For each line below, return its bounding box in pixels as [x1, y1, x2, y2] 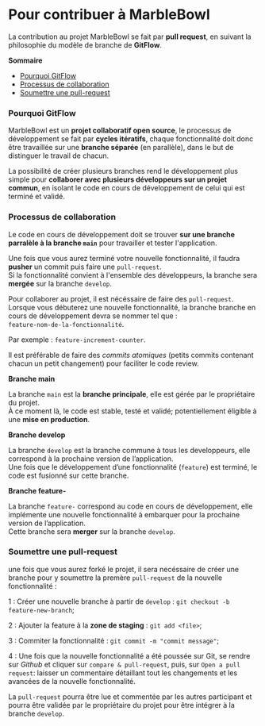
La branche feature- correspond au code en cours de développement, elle [8, 501, 253, 511]
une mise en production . [8, 414, 90, 424]
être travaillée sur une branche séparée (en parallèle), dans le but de [8, 143, 234, 152]
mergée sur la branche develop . [8, 278, 113, 288]
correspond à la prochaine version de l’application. [8, 454, 174, 463]
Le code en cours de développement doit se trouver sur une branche [8, 229, 236, 239]
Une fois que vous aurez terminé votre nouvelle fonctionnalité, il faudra [8, 253, 240, 263]
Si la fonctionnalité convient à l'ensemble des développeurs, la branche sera [8, 270, 258, 279]
